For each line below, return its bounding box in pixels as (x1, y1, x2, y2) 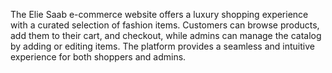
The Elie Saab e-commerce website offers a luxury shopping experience (10, 9, 309, 20)
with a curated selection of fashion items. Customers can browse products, (10, 19, 320, 31)
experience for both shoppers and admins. (10, 51, 187, 63)
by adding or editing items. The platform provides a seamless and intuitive (10, 40, 315, 52)
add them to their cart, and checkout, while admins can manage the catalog (10, 30, 322, 41)
